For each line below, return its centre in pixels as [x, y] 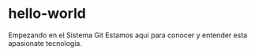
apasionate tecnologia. [45, 43]
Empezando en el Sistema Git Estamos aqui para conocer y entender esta [128, 35]
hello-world [47, 14]
